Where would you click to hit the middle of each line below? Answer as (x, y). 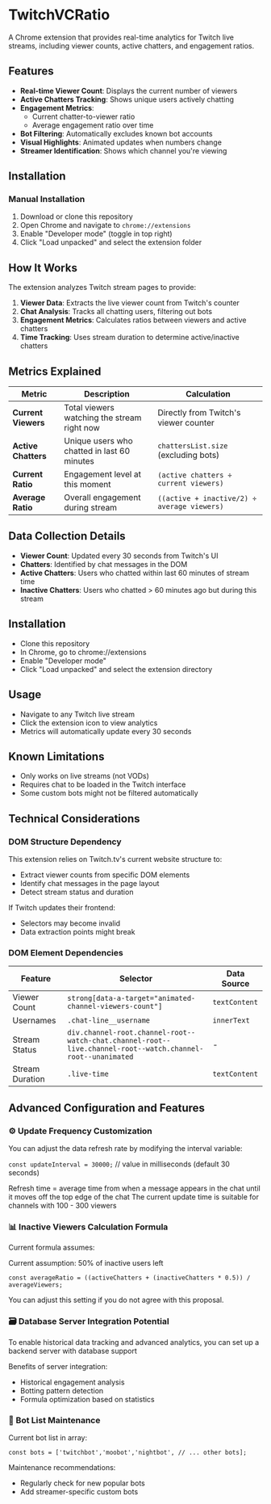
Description (107, 394)
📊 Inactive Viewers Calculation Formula (88, 1227)
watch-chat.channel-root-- (119, 1041)
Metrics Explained (55, 371)
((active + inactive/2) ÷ (207, 499)
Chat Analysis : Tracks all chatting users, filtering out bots (116, 312)
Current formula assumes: (52, 1248)
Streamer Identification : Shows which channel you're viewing (123, 150)
